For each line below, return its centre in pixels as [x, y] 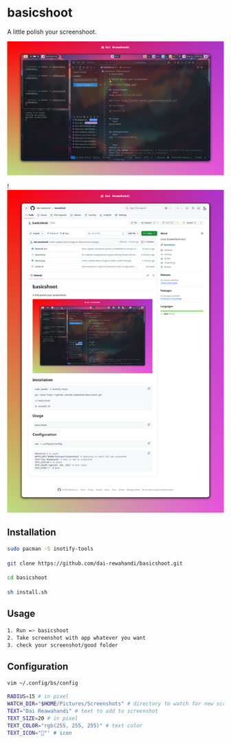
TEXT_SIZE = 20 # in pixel [43, 718]
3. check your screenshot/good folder [63, 645]
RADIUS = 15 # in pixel [38, 697]
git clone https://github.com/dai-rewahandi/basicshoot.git [95, 563]
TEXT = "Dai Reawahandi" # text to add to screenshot [82, 711]
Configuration [38, 666]
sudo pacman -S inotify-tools [51, 549]
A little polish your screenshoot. [52, 32]
